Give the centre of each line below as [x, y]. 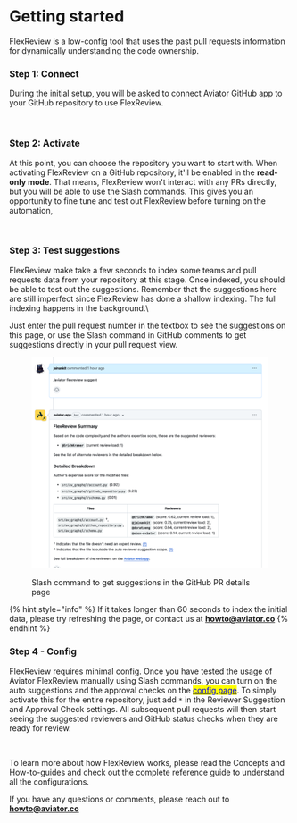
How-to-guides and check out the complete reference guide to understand [147, 772]
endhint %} [30, 628]
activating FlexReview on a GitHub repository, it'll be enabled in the [132, 172]
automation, [31, 210]
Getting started [67, 17]
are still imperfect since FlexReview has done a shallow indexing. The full [144, 298]
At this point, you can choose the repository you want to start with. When [144, 163]
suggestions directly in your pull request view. [94, 344]
